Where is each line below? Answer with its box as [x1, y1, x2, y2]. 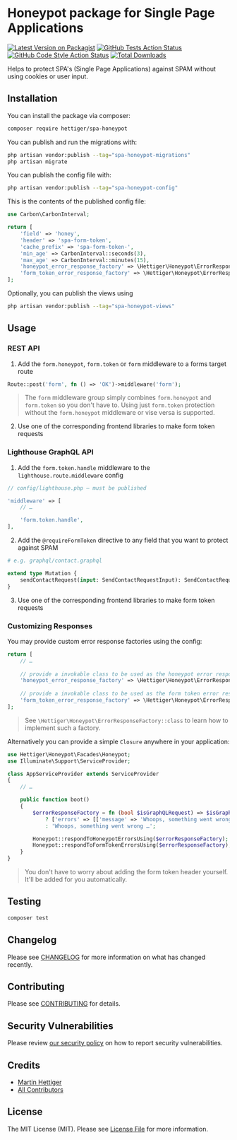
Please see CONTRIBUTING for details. [7, 999, 121, 1008]
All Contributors [17, 1085, 63, 1093]
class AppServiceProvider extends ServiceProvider [7, 770, 159, 777]
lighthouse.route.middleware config [17, 471, 123, 479]
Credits [7, 1059, 41, 1071]
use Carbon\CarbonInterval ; [7, 211, 90, 218]
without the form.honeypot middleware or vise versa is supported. [24, 409, 215, 417]
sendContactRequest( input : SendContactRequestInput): [20, 576, 181, 584]
